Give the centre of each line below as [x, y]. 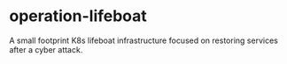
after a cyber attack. [46, 49]
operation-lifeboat [78, 16]
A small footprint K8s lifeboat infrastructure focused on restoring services [144, 40]
